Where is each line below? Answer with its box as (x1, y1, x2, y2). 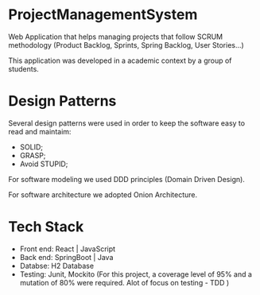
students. (8, 64, 40, 73)
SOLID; (19, 142, 44, 152)
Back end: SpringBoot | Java (19, 252, 114, 262)
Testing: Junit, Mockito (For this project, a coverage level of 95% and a (19, 269, 253, 279)
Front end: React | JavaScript (19, 244, 116, 254)
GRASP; (19, 150, 46, 160)
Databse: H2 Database (19, 261, 94, 270)
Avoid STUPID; (19, 159, 68, 169)
